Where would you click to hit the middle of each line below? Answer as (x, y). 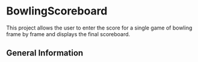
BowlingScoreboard (57, 11)
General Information (45, 53)
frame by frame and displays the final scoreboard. (68, 34)
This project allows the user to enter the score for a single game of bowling (99, 28)
